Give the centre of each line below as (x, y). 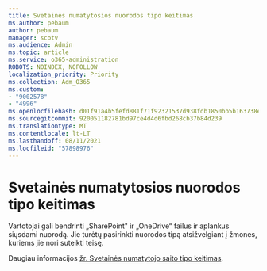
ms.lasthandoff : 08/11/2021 (55, 141)
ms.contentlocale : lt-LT (49, 133)
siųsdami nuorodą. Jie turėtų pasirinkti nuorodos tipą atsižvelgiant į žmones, (133, 235)
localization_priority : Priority (64, 74)
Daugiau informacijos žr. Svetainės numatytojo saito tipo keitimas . (116, 258)
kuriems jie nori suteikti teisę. (56, 243)
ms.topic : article (39, 52)
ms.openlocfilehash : (43, 112)
